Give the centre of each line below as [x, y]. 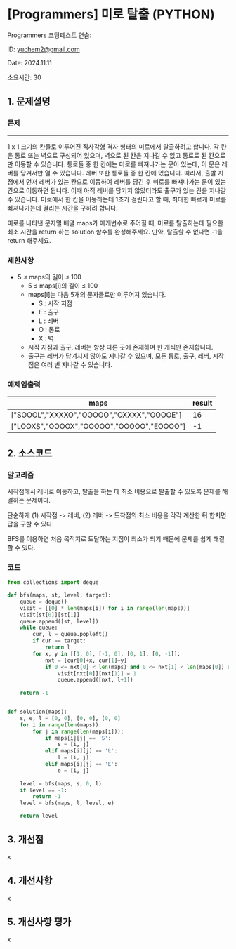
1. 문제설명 [29, 101]
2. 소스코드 [30, 453]
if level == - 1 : [44, 790]
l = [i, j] [73, 758]
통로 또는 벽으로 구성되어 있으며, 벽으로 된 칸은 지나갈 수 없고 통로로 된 [111, 155]
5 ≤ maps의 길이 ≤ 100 [50, 277]
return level [39, 816]
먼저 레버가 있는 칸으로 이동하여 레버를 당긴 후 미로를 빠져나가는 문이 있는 [126, 181]
